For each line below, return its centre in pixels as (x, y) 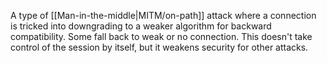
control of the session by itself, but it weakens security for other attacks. (159, 47)
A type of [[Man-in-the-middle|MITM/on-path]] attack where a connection (163, 15)
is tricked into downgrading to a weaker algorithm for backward (141, 26)
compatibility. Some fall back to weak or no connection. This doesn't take (161, 36)
